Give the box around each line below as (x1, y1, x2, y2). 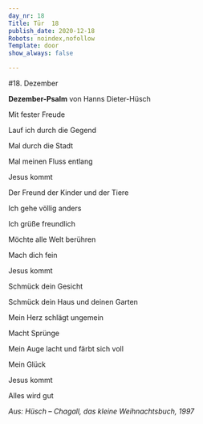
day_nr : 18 (8, 11, 45, 20)
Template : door (8, 42, 59, 50)
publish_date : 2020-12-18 (8, 27, 95, 35)
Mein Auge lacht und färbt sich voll (8, 344, 124, 353)
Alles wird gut (8, 391, 54, 400)
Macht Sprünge (8, 328, 60, 338)
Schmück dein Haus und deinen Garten (8, 297, 139, 306)
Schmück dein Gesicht (8, 281, 83, 291)
